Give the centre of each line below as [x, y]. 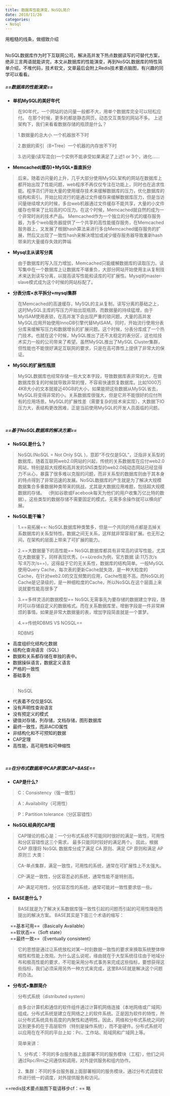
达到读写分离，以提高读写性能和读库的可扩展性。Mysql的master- [95, 276]
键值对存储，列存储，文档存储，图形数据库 [57, 720]
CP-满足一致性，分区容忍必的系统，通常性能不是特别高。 [77, 877]
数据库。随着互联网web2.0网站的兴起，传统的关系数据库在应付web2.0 [91, 461]
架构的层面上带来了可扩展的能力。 [67, 540]
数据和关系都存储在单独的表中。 [46, 656]
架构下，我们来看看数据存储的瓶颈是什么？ [62, 124]
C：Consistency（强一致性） [48, 793]
